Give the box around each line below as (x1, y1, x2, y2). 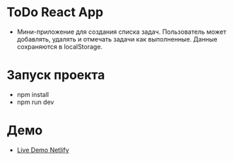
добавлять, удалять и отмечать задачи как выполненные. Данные (16, 34, 218, 43)
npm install (16, 90, 49, 98)
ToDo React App (6, 4, 104, 20)
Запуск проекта (6, 67, 105, 83)
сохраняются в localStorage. (16, 42, 103, 51)
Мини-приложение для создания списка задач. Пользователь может (16, 27, 227, 36)
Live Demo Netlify (16, 146, 69, 154)
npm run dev (16, 98, 54, 106)
